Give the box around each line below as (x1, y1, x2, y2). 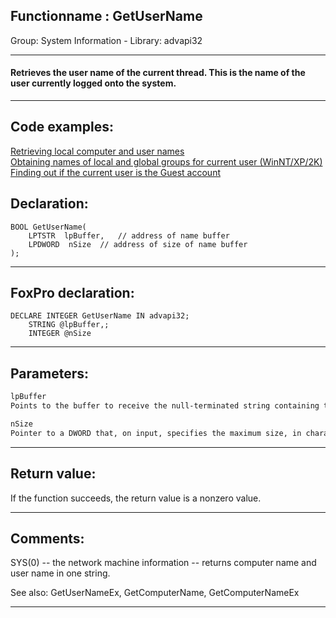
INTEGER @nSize (28, 329, 92, 339)
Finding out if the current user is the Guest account (10, 166, 221, 178)
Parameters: (10, 365, 89, 382)
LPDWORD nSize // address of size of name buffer (28, 239, 248, 249)
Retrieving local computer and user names (10, 145, 185, 157)
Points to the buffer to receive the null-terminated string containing (10, 401, 320, 411)
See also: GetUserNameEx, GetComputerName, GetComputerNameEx (10, 587, 300, 599)
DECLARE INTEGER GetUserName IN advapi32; (10, 311, 190, 321)
